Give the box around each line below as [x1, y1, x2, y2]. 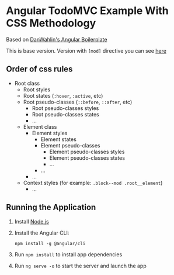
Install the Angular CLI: [14, 229, 69, 236]
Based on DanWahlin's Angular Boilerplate [6, 36, 107, 43]
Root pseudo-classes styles [32, 104, 99, 112]
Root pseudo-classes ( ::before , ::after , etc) [23, 98, 133, 105]
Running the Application [6, 202, 96, 212]
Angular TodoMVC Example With [6, 4, 169, 18]
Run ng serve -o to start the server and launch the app [14, 262, 147, 269]
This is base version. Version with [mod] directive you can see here [6, 47, 166, 54]
